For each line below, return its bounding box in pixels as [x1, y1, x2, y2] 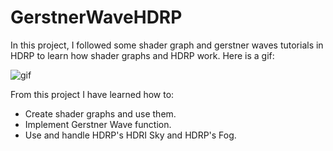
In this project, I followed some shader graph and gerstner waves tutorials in [10, 39, 324, 51]
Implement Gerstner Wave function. [24, 118, 172, 130]
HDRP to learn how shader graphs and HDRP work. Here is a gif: [10, 49, 275, 61]
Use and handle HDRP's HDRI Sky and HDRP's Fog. [24, 129, 237, 141]
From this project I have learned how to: [10, 88, 175, 100]
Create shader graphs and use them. [24, 107, 177, 120]
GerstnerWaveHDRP [10, 6, 183, 29]
